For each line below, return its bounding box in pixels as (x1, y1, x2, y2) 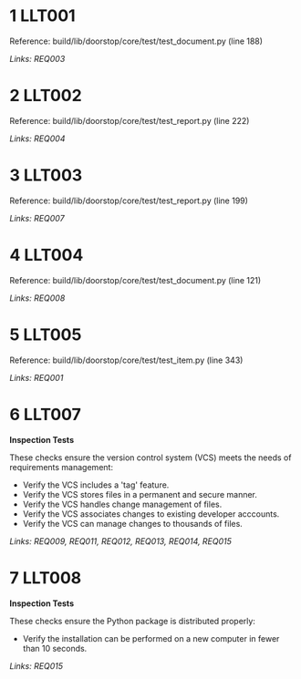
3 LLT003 (9, 165, 83, 186)
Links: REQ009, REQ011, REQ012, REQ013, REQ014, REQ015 (9, 535, 233, 547)
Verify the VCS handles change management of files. (22, 499, 223, 509)
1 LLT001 (9, 5, 76, 26)
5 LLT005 (9, 324, 82, 345)
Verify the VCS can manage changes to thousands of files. (22, 518, 244, 529)
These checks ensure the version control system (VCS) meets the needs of (9, 452, 292, 463)
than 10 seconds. (22, 643, 88, 653)
